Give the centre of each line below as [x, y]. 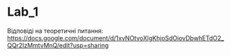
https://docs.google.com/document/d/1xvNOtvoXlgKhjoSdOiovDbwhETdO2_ [115, 38]
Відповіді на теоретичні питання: [55, 31]
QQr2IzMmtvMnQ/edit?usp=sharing [58, 45]
